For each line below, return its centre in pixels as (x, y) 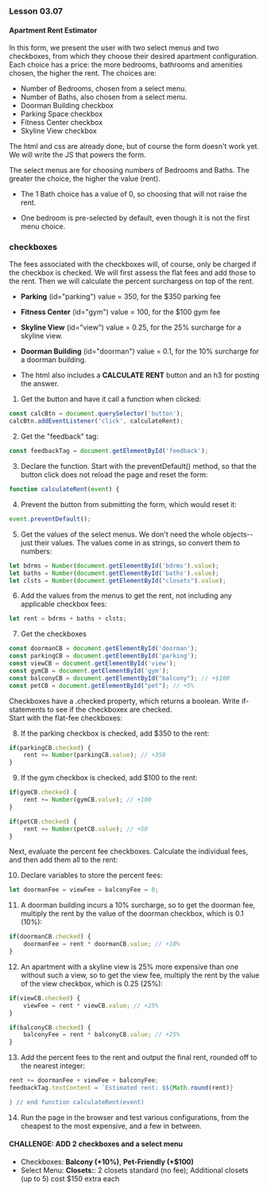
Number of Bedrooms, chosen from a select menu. (104, 88)
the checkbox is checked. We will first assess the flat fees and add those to (133, 273)
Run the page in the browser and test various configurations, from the (135, 1117)
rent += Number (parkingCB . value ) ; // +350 (95, 755)
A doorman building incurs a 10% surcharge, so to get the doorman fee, (138, 905)
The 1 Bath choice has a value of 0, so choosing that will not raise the (133, 194)
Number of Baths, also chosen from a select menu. (104, 97)
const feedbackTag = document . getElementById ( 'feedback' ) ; (109, 451)
